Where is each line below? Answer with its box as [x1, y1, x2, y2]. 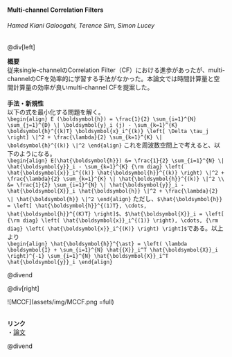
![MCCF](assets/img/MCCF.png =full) [7, 297, 114, 306]
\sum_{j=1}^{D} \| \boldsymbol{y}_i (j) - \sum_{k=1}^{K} [7, 121, 178, 128]
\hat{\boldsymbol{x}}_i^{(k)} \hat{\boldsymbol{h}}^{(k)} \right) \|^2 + [7, 169, 225, 176]
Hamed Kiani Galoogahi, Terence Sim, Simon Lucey [7, 21, 155, 30]
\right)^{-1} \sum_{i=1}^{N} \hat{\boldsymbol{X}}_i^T [7, 252, 169, 259]
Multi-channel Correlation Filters [7, 6, 104, 14]
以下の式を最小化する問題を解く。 [7, 107, 105, 116]
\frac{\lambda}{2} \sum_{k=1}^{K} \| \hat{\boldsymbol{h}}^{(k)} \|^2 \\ [7, 175, 225, 182]
